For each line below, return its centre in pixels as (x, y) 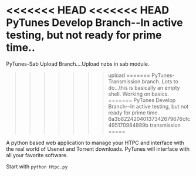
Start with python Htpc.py (37, 166)
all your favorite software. (37, 155)
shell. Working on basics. (138, 94)
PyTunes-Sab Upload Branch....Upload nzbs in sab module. (78, 64)
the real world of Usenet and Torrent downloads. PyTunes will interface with (98, 149)
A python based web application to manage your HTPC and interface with (95, 143)
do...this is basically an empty (144, 87)
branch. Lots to (160, 81)
